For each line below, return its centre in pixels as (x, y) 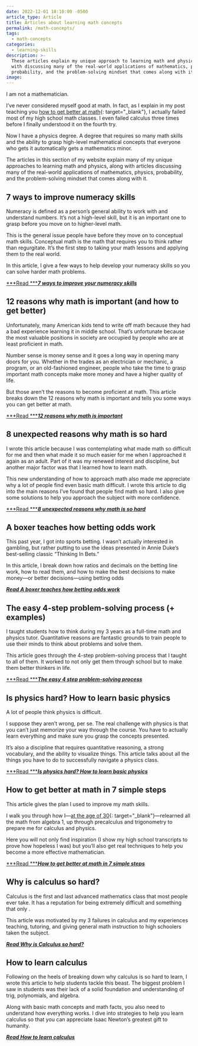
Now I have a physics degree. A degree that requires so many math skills (95, 136)
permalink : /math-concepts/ (41, 28)
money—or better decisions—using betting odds (65, 578)
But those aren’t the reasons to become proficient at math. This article (91, 392)
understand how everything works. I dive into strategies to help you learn (95, 1013)
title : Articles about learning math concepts (64, 22)
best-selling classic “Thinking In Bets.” (53, 554)
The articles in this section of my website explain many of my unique (89, 160)
